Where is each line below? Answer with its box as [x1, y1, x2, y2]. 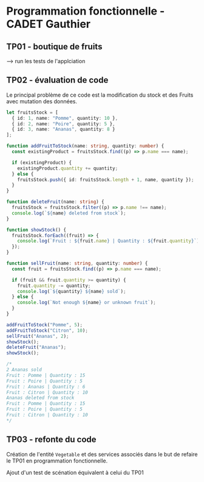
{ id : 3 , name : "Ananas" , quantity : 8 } [12, 126, 115, 133]
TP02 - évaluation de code [6, 75, 109, 86]
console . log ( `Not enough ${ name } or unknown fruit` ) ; [17, 300, 156, 306]
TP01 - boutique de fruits [6, 41, 103, 52]
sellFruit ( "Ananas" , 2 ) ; [6, 333, 69, 339]
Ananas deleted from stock [6, 395, 75, 401]
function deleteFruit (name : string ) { [6, 199, 104, 205]
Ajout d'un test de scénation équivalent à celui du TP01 [6, 469, 144, 476]
